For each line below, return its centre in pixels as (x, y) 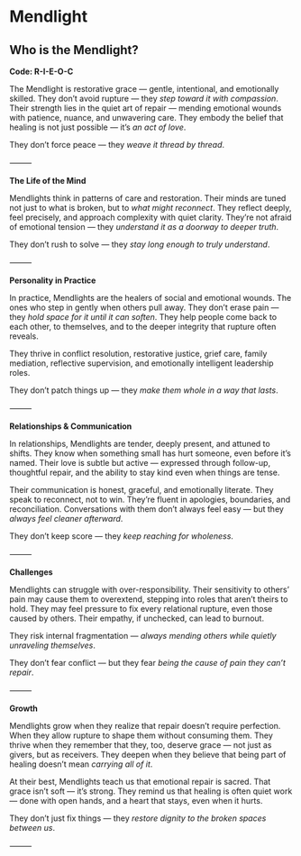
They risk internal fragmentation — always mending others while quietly (143, 636)
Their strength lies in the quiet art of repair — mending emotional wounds (146, 108)
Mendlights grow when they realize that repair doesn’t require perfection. (145, 726)
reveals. (24, 336)
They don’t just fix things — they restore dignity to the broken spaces (138, 818)
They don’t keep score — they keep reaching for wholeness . (122, 536)
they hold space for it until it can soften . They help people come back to (143, 317)
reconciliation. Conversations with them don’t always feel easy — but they (146, 509)
